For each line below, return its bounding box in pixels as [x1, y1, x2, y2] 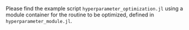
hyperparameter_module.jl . [5, 18, 72, 24]
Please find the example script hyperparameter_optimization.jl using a [5, 5, 184, 12]
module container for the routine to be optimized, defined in [5, 11, 155, 18]
